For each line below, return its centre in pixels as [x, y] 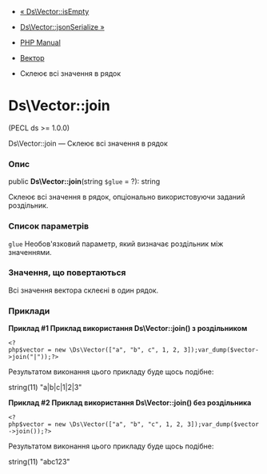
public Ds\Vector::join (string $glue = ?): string [84, 181]
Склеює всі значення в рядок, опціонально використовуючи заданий [127, 197]
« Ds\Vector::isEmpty [54, 12]
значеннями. [30, 252]
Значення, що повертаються [67, 273]
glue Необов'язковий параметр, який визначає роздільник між [116, 244]
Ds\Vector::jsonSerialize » [62, 27]
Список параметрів [49, 226]
